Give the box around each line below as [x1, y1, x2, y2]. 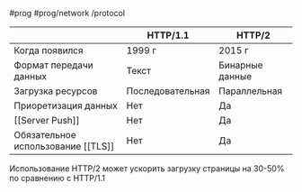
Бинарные [218, 59, 263, 71]
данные [218, 70, 253, 82]
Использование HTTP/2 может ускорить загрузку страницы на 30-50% [9, 163, 285, 174]
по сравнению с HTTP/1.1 [9, 173, 106, 183]
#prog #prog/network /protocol [9, 8, 126, 18]
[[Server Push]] [13, 114, 80, 126]
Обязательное [13, 129, 76, 141]
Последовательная [126, 85, 210, 97]
